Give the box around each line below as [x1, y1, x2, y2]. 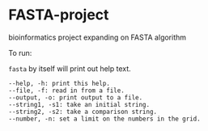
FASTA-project [8, 6, 109, 24]
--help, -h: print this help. [8, 79, 111, 87]
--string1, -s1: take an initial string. [8, 100, 151, 108]
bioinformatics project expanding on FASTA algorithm [8, 32, 187, 42]
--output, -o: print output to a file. [8, 93, 143, 102]
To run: [8, 48, 32, 57]
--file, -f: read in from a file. [8, 87, 125, 95]
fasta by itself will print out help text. [8, 63, 131, 74]
